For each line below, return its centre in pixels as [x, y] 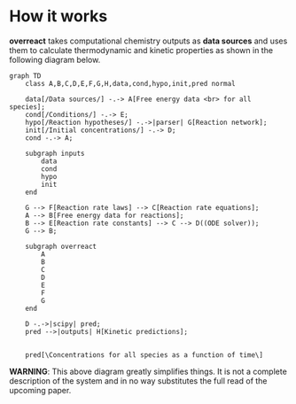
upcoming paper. [40, 390]
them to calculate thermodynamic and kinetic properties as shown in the [141, 50]
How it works [58, 16]
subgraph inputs [55, 153]
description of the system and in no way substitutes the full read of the [138, 381]
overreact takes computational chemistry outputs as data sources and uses [148, 41]
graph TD [25, 76]
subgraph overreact [61, 246]
